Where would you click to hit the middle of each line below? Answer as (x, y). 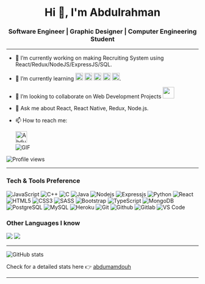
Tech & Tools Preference (43, 181)
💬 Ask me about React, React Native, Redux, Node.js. (82, 108)
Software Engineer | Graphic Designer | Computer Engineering (103, 32)
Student (103, 39)
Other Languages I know (43, 223)
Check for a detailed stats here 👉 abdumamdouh (69, 267)
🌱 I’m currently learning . (68, 79)
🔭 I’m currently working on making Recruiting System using (89, 58)
